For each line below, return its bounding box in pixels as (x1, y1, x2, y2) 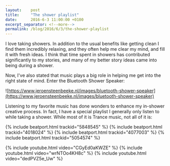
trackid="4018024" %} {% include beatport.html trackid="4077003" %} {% (5, 129, 165, 136)
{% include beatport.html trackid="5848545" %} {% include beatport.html (5, 124, 163, 130)
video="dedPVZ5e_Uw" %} (5, 156, 63, 162)
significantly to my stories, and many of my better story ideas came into (5, 57, 157, 63)
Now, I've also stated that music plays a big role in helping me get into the (5, 72, 161, 78)
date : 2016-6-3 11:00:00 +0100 (5, 17, 84, 22)
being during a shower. (5, 63, 54, 69)
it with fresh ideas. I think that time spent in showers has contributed (5, 52, 150, 58)
